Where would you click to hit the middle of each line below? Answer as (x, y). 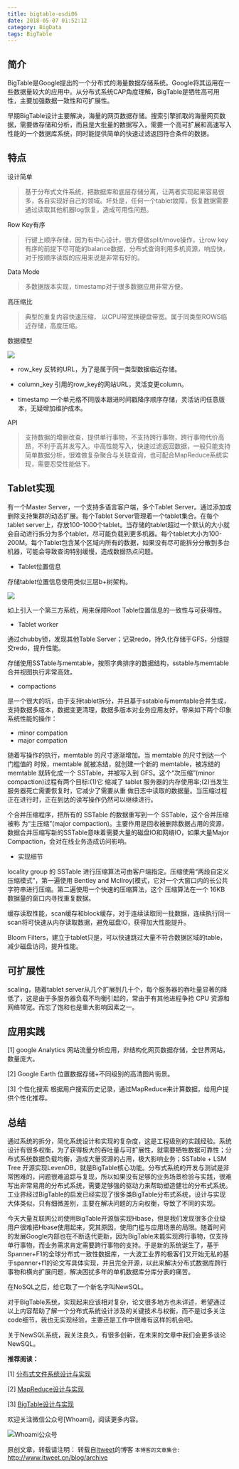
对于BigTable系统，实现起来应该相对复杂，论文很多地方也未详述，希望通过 (117, 1302)
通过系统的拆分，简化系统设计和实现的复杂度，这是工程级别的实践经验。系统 (119, 1141)
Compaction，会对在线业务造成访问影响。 (69, 841)
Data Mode (24, 272)
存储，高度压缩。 (56, 325)
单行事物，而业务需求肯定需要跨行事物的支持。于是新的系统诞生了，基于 (113, 1245)
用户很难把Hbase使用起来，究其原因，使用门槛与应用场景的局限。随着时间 (117, 1227)
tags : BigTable (30, 34)
